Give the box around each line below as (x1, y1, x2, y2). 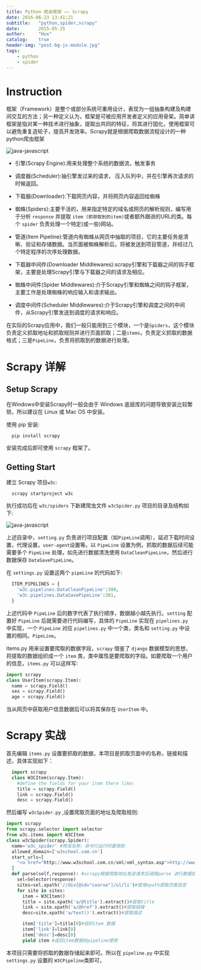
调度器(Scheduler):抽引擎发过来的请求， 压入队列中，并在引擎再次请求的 (14, 172, 194, 180)
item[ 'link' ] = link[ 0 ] (22, 926, 77, 933)
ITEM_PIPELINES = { (11, 581, 60, 587)
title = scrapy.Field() (17, 786, 77, 792)
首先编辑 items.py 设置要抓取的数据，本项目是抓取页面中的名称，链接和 (6, 750, 183, 757)
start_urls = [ (11, 854, 44, 860)
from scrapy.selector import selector (6, 826, 103, 833)
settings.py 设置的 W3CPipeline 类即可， (6, 956, 105, 963)
